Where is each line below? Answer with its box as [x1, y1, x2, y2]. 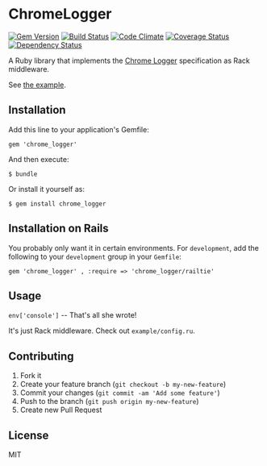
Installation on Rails [8, 222, 109, 235]
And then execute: [8, 154, 69, 164]
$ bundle [8, 170, 38, 178]
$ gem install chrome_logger [8, 199, 106, 208]
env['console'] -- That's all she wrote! [8, 310, 137, 320]
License [8, 428, 49, 442]
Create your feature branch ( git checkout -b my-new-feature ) [19, 380, 227, 389]
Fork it [19, 371, 42, 381]
